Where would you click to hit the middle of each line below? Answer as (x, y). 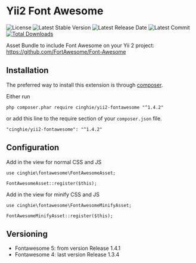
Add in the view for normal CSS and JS (54, 162)
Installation (27, 71)
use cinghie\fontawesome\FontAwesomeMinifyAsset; (69, 205)
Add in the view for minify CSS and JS (53, 194)
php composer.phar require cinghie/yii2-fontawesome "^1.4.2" (85, 107)
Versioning (27, 234)
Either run (18, 96)
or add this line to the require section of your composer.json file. (84, 118)
